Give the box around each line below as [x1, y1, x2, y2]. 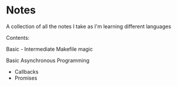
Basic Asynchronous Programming [6, 57, 89, 64]
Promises [14, 74, 37, 81]
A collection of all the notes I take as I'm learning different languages [6, 23, 171, 30]
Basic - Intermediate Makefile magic [6, 45, 93, 53]
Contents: [6, 34, 30, 41]
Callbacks [14, 68, 39, 75]
